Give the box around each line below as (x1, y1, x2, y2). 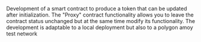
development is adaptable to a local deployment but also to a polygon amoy (6, 24, 193, 31)
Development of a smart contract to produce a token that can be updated (6, 5, 187, 12)
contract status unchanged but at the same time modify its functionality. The (6, 18, 196, 24)
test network (6, 30, 38, 37)
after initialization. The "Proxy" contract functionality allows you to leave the (6, 11, 194, 18)
